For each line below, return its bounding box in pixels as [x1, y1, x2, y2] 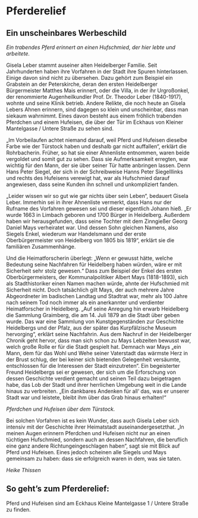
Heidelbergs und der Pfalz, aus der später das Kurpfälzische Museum [6, 324, 177, 331]
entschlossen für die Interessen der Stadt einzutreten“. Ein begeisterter [6, 362, 180, 369]
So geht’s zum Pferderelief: [6, 484, 110, 494]
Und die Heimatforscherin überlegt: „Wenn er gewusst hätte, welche [6, 255, 174, 262]
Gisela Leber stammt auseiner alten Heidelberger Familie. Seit [6, 61, 158, 69]
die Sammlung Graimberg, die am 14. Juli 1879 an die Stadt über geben [6, 312, 180, 318]
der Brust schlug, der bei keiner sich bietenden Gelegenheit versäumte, [6, 356, 181, 363]
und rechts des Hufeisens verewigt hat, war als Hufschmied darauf [6, 175, 170, 181]
